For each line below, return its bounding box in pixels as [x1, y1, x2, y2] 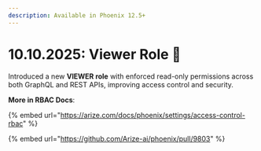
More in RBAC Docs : [8, 95, 75, 105]
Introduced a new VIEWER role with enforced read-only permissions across [8, 72, 254, 81]
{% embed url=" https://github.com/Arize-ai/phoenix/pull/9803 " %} [8, 134, 226, 143]
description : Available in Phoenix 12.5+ [8, 11, 146, 20]
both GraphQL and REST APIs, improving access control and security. [8, 79, 234, 89]
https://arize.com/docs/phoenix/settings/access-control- [60, 110, 246, 120]
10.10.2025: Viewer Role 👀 [8, 45, 182, 63]
